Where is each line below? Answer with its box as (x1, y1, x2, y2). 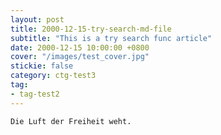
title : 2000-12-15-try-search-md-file (10, 24, 172, 34)
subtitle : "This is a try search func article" (10, 33, 213, 43)
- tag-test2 (10, 89, 60, 99)
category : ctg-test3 (10, 71, 97, 81)
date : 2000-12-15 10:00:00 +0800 (10, 42, 150, 53)
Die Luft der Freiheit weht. (10, 116, 132, 126)
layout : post (10, 14, 65, 25)
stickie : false (10, 61, 74, 71)
